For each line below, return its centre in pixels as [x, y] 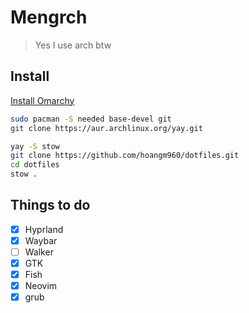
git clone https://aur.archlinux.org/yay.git [106, 128]
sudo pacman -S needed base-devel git [91, 119]
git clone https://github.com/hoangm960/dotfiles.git [125, 156]
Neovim [41, 286]
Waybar [41, 240]
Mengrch [49, 17]
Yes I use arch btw [73, 45]
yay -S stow [35, 146]
